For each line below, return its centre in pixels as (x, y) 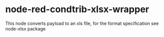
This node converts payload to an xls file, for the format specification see (82, 23)
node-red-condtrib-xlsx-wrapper (77, 9)
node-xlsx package (25, 28)
